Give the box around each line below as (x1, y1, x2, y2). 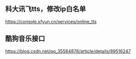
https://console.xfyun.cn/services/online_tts (5, 18, 97, 24)
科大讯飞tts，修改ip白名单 (5, 5, 86, 14)
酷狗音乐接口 (5, 34, 45, 43)
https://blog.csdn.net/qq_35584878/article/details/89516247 (5, 48, 131, 54)
